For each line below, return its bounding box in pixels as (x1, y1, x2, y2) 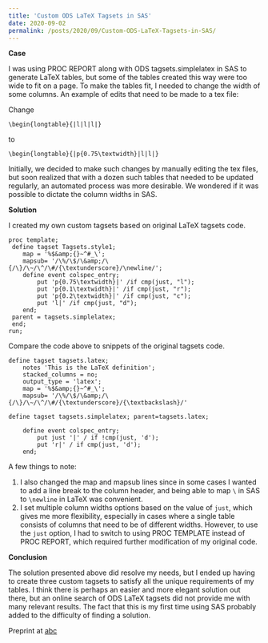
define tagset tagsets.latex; (8, 357, 110, 365)
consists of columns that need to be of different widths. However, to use (19, 520, 258, 529)
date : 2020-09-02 (8, 19, 66, 27)
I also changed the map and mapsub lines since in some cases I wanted (19, 477, 258, 487)
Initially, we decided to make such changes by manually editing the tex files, (8, 164, 258, 174)
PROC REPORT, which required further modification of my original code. (19, 537, 258, 547)
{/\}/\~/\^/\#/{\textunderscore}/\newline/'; (8, 264, 162, 272)
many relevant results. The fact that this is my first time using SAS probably (8, 602, 257, 612)
